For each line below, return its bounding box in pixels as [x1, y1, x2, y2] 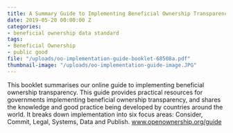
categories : [7, 23, 42, 30]
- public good [7, 49, 49, 56]
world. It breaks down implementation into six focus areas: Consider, [7, 110, 203, 118]
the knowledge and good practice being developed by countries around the [7, 103, 223, 111]
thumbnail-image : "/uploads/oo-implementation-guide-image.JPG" [7, 62, 197, 69]
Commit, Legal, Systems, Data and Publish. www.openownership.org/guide [7, 117, 222, 125]
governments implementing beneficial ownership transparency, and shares [7, 95, 221, 104]
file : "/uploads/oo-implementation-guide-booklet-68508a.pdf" [7, 55, 191, 62]
